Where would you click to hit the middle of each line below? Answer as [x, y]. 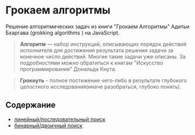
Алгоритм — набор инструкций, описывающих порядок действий [103, 44]
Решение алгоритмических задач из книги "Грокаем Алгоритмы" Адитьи [97, 26]
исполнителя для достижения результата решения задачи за [97, 50]
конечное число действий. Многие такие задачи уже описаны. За [103, 56]
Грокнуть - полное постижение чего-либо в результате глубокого [103, 80]
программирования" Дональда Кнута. [68, 69]
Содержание [31, 105]
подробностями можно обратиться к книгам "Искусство [92, 63]
